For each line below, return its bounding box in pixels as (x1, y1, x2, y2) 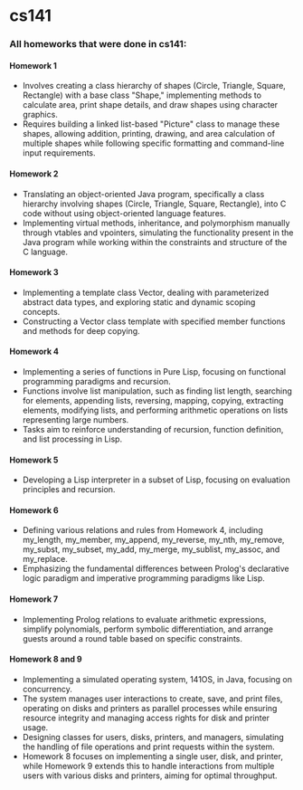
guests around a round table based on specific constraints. (22, 633, 242, 643)
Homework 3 (9, 267, 59, 278)
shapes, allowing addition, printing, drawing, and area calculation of (22, 128, 276, 139)
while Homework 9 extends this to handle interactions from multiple (22, 760, 275, 771)
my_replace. (22, 554, 68, 565)
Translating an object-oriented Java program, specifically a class (22, 188, 265, 199)
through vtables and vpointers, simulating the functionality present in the (22, 227, 294, 238)
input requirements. (22, 148, 97, 158)
